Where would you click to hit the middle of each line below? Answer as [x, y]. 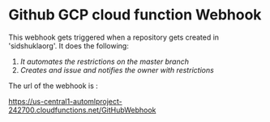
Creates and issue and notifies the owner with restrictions [117, 69]
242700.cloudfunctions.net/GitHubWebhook [82, 110]
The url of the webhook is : [54, 86]
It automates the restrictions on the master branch [104, 61]
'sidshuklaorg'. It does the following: [69, 45]
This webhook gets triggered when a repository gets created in [114, 37]
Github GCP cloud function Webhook [135, 15]
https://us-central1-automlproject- [66, 101]
